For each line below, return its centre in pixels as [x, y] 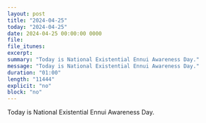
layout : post [26, 14]
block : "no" [25, 92]
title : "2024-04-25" [38, 20]
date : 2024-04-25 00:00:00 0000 [54, 33]
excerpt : [20, 53]
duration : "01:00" [34, 72]
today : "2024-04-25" [38, 27]
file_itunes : [26, 46]
